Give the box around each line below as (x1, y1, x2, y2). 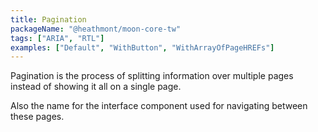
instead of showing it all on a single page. (10, 81, 182, 93)
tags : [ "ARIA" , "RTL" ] (10, 33, 105, 43)
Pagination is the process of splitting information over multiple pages (10, 70, 294, 82)
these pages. (10, 111, 65, 123)
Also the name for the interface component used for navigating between (10, 100, 308, 112)
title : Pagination (10, 14, 87, 25)
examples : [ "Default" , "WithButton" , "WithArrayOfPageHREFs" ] (10, 42, 275, 53)
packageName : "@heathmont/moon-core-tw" (10, 24, 182, 34)
